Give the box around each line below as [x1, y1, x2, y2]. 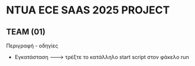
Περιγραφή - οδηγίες [6, 42, 58, 49]
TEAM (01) [6, 27, 46, 37]
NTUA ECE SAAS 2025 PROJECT [6, 4, 170, 17]
